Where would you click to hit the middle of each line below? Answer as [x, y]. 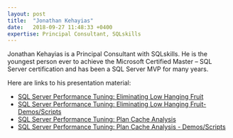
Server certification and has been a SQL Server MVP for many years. [108, 69]
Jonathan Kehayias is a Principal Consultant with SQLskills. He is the [108, 54]
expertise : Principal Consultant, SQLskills [74, 34]
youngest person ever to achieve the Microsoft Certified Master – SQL [110, 62]
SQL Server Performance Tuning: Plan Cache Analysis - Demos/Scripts [121, 127]
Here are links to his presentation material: [69, 83]
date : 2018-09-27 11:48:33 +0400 [60, 27]
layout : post [27, 14]
